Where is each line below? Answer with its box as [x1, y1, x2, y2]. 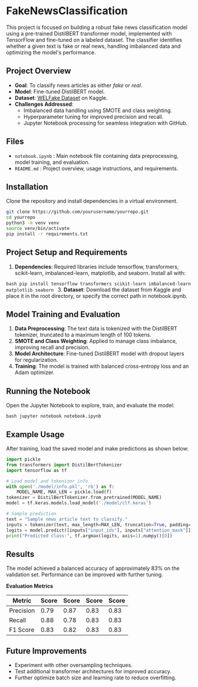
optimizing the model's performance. [6, 48, 96, 56]
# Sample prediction [6, 511, 57, 517]
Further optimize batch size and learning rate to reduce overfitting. [14, 674, 177, 681]
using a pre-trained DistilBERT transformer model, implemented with [6, 30, 172, 37]
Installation [6, 182, 48, 192]
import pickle [6, 456, 41, 462]
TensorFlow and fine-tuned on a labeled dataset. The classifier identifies [6, 36, 183, 43]
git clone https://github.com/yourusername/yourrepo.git [6, 209, 149, 215]
